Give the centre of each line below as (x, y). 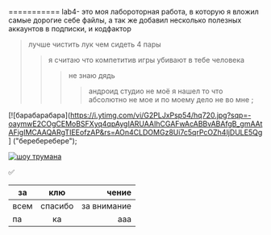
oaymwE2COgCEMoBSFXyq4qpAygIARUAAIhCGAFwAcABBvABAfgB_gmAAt (135, 124)
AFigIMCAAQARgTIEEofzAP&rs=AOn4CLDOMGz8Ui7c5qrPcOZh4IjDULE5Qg (135, 132)
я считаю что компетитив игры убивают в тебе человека (146, 60)
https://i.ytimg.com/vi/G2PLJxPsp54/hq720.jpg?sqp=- (161, 115)
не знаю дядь (92, 75)
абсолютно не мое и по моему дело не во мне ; (171, 99)
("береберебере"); (45, 141)
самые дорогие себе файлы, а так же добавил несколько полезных (125, 20)
